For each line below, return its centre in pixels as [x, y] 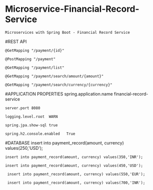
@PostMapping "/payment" [30, 59]
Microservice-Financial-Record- [72, 9]
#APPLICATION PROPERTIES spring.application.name [59, 94]
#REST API [16, 41]
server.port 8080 [23, 108]
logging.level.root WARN [31, 117]
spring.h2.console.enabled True [40, 134]
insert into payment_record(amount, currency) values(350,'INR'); [74, 157]
